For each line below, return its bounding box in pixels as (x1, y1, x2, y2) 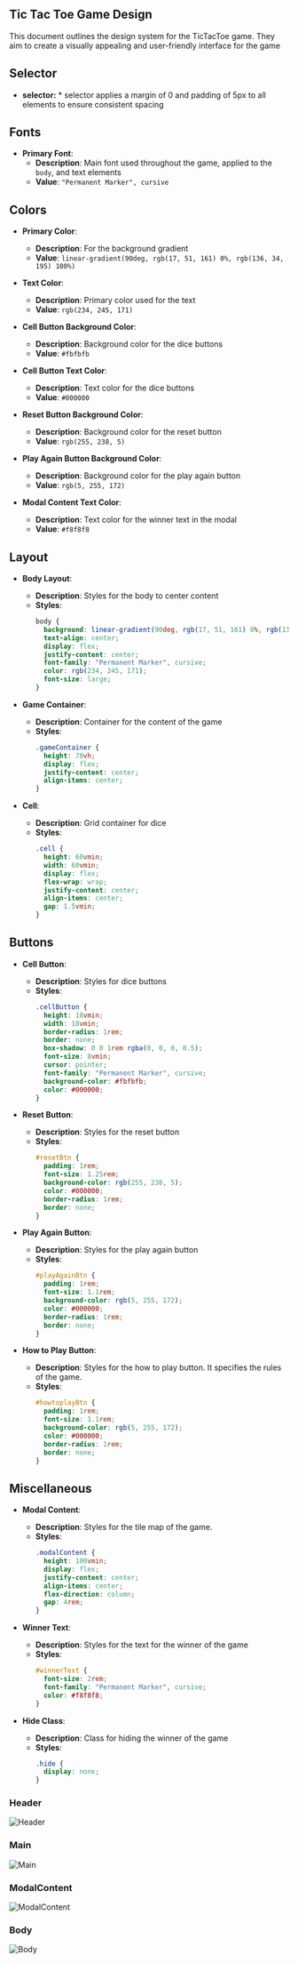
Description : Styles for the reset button (35, 1126, 180, 1137)
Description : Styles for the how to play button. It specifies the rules (35, 1362, 282, 1373)
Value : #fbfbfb (35, 349, 90, 359)
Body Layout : (21, 573, 73, 584)
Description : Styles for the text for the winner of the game (35, 1639, 248, 1650)
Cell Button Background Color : (21, 322, 137, 333)
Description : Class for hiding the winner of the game (35, 1733, 229, 1743)
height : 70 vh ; (43, 751, 96, 760)
